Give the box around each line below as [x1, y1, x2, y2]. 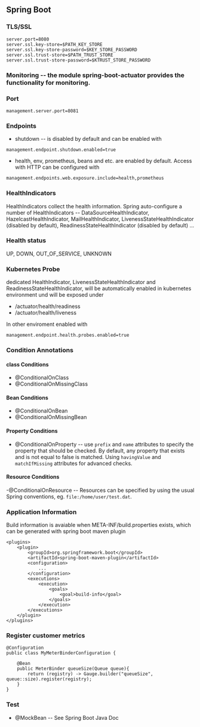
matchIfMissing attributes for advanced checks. [14, 460, 133, 467]
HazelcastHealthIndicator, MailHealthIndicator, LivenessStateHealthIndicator [6, 215, 194, 223]
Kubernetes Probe [6, 265, 60, 273]
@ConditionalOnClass [14, 374, 69, 381]
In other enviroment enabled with [6, 321, 88, 328]
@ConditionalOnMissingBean [14, 414, 87, 421]
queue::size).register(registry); [6, 676, 93, 682]
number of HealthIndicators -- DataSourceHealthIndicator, [6, 209, 150, 216]
